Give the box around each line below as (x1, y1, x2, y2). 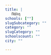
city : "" (5, 39, 23, 43)
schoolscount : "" (5, 34, 40, 39)
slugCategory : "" (5, 29, 40, 34)
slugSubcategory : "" (5, 20, 47, 26)
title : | (5, 7, 23, 12)
